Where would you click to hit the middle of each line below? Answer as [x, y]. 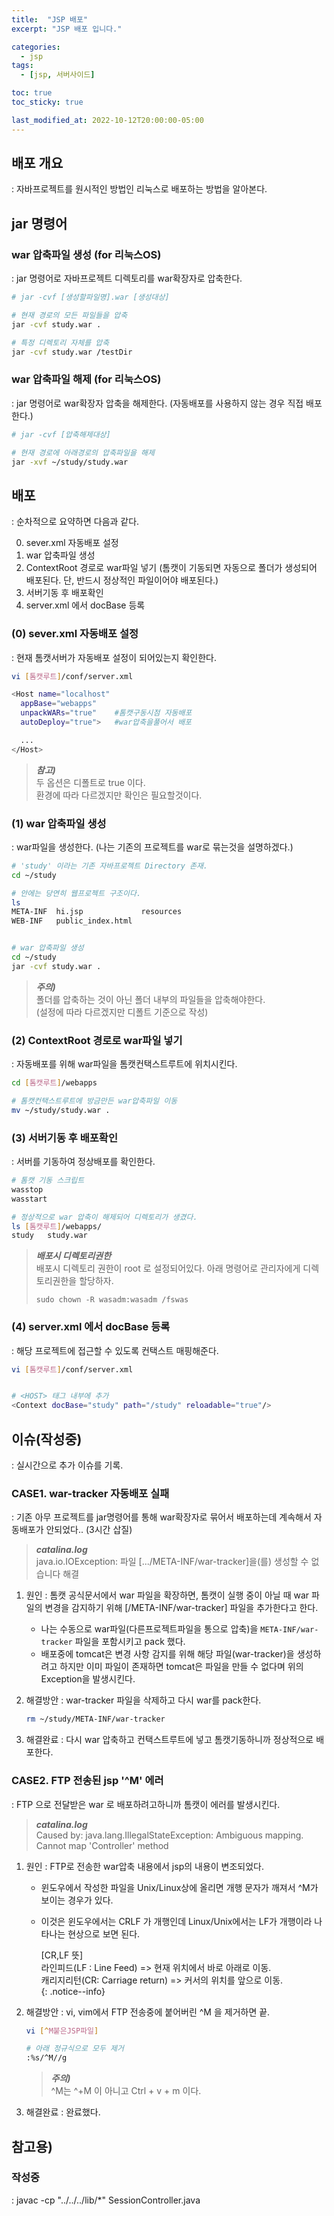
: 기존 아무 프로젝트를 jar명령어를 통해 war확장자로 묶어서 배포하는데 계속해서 [161, 1517]
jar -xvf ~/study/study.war [70, 462]
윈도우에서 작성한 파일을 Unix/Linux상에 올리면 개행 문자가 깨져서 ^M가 [179, 1887]
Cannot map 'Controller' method [102, 1845]
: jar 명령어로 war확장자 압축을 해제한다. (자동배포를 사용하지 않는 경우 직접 [157, 403]
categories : [36, 47]
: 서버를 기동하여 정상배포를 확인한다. [83, 1162]
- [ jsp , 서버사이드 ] [58, 75]
